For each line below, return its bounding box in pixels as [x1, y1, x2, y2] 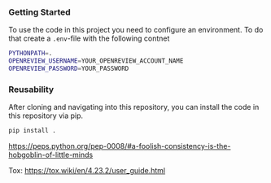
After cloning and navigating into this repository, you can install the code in [8, 102, 260, 112]
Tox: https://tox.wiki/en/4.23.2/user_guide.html [8, 166, 165, 176]
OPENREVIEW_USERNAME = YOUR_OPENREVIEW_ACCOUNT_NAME [8, 57, 184, 65]
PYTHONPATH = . [8, 50, 53, 58]
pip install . [8, 127, 57, 135]
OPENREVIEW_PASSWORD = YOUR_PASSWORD [8, 64, 129, 73]
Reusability [8, 84, 55, 95]
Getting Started [8, 7, 71, 18]
